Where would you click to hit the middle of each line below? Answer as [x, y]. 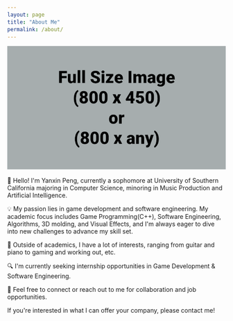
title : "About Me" [34, 22]
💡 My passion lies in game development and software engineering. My [108, 208]
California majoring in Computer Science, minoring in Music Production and [115, 188]
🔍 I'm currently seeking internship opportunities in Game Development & [111, 266]
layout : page [26, 15]
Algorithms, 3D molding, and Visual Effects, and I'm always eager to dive [111, 224]
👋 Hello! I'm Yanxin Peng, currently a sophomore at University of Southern [113, 180]
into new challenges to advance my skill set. [70, 231]
